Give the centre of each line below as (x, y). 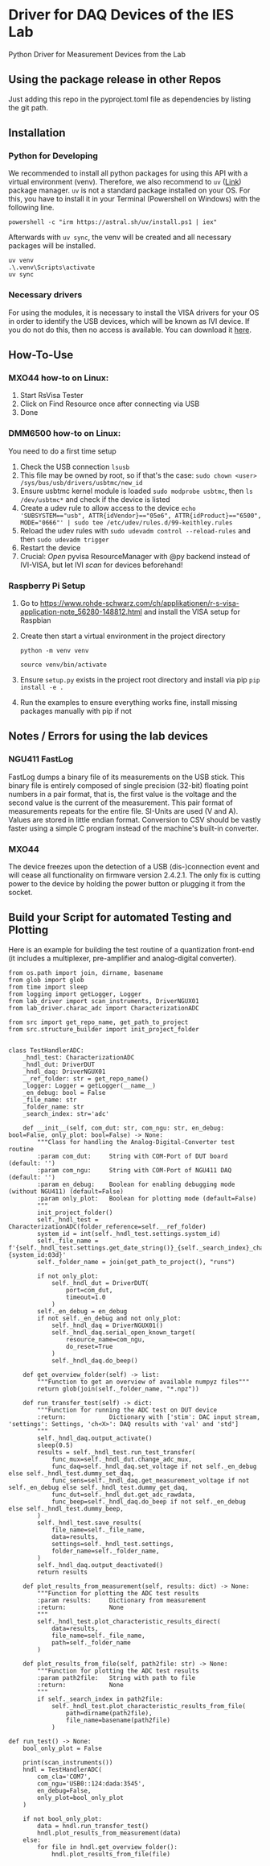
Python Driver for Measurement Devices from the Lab (97, 54)
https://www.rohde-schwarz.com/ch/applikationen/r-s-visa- (139, 603)
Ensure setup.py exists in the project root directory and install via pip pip (140, 680)
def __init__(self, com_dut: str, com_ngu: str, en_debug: (124, 1128)
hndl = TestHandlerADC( (63, 1769)
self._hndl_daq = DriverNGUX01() (107, 1325)
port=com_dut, (89, 1290)
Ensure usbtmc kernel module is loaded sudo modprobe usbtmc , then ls (136, 491)
